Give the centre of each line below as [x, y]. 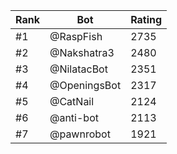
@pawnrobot [80, 134]
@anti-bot [74, 117]
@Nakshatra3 [82, 52]
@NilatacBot [78, 69]
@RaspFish [76, 36]
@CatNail [72, 101]
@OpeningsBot [85, 85]
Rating [146, 19]
